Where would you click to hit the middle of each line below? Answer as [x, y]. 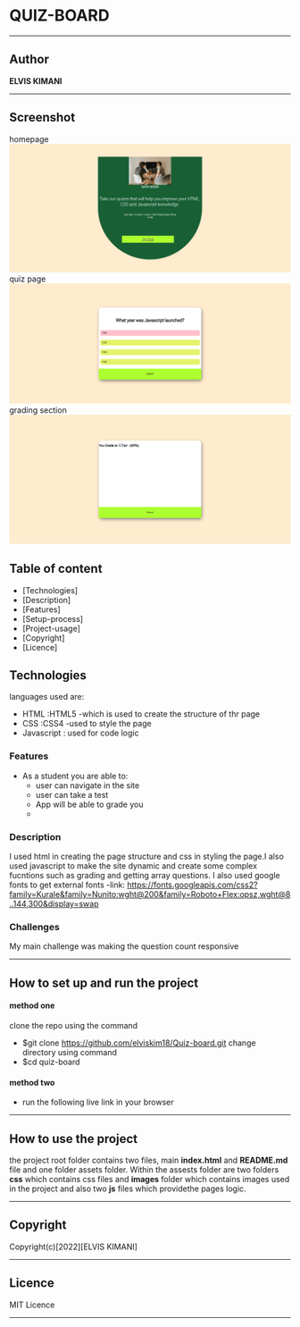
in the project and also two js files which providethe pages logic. [128, 1188]
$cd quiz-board [51, 1062]
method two [32, 1082]
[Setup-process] [52, 618]
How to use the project [74, 1139]
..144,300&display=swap [54, 904]
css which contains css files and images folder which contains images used [150, 1179]
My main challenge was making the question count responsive [124, 946]
